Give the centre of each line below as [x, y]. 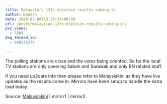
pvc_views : [17, 28]
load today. [17, 86]
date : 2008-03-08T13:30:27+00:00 [40, 19]
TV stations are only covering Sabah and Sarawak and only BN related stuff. [84, 66]
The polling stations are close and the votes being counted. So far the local [83, 61]
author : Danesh [21, 14]
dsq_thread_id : [21, 38]
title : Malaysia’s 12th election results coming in [60, 10]
